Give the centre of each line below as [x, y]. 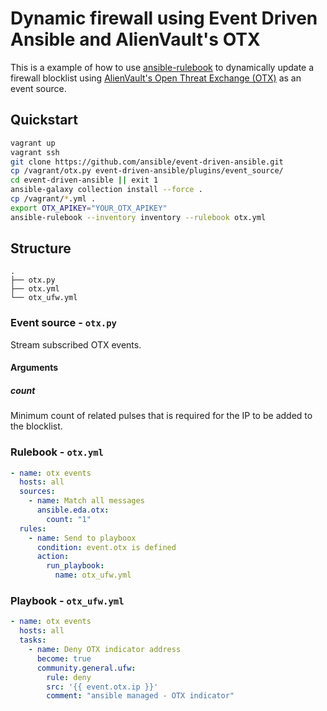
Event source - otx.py [63, 323]
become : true [64, 658]
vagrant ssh [35, 152]
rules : [33, 528]
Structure [41, 248]
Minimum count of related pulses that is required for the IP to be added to [161, 416]
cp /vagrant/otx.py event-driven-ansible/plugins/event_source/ [147, 171]
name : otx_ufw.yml [93, 575]
